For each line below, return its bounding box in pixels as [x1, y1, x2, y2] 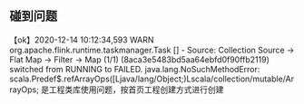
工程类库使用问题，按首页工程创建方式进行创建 [48, 84, 224, 95]
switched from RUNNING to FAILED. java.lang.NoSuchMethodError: [9, 63, 260, 74]
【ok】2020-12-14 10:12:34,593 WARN [9, 34, 154, 45]
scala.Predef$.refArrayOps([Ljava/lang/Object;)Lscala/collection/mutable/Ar [9, 73, 295, 84]
